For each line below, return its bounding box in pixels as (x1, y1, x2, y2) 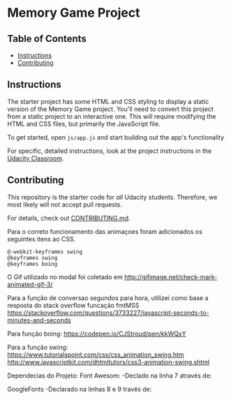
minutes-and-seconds (7, 316, 71, 324)
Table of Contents (7, 33, 87, 45)
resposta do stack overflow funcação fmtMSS (7, 301, 140, 309)
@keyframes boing (7, 260, 58, 267)
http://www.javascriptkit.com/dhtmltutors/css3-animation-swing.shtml (7, 357, 210, 366)
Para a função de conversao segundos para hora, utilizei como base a (7, 293, 209, 302)
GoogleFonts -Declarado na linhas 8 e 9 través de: (7, 385, 152, 393)
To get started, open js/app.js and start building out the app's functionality (7, 133, 225, 141)
